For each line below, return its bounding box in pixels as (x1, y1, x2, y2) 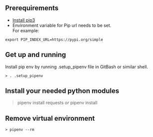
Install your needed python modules (5, 87, 119, 95)
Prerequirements (5, 4, 59, 12)
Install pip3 (12, 17, 35, 23)
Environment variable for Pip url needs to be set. (12, 22, 112, 28)
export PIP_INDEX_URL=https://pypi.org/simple (5, 37, 103, 42)
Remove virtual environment (5, 114, 95, 123)
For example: (12, 27, 39, 34)
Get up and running (5, 50, 66, 59)
